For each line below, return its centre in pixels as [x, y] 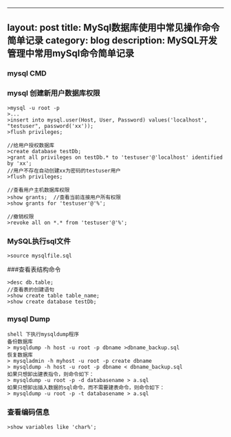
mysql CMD [27, 74]
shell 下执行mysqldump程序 [43, 335]
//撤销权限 [21, 216]
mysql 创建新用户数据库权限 [54, 93]
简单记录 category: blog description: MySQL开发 [112, 41]
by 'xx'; [20, 163]
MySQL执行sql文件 [39, 241]
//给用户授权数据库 [31, 145]
